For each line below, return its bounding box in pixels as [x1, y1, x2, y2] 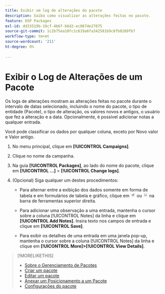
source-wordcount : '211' [5, 39, 56, 44]
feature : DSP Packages [5, 18, 52, 23]
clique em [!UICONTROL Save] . [19, 223, 84, 229]
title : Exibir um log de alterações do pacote [5, 8, 102, 13]
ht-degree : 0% [5, 44, 34, 49]
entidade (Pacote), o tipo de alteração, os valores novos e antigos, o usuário [5, 108, 160, 114]
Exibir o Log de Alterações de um [5, 71, 143, 82]
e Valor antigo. [5, 133, 35, 140]
